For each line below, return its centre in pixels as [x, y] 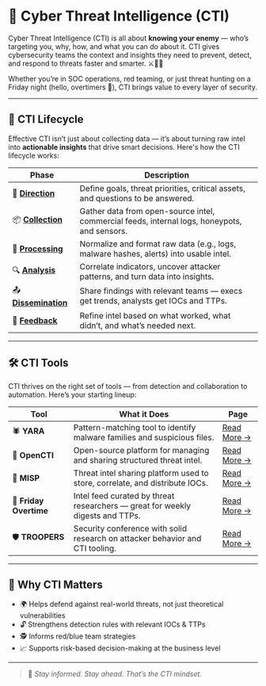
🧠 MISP [26, 478]
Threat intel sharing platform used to [141, 473]
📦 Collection [38, 219]
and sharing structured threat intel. [138, 460]
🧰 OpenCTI [33, 455]
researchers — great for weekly [132, 505]
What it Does [144, 414]
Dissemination [40, 303]
